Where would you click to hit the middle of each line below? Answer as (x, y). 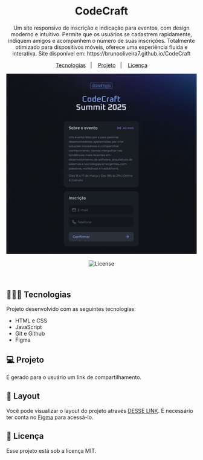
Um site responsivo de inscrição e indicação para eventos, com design (101, 28)
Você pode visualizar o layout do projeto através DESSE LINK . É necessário (100, 410)
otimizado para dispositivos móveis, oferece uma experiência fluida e (101, 47)
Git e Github (30, 334)
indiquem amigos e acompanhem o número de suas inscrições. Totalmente (101, 40)
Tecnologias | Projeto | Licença (101, 65)
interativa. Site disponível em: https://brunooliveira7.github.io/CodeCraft (101, 53)
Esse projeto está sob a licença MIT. (51, 450)
